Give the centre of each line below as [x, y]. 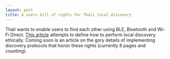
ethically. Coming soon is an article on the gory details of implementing [80, 40]
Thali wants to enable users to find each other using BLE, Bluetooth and [81, 29]
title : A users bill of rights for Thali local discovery [68, 15]
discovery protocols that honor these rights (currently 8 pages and [76, 45]
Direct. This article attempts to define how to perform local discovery [83, 35]
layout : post [19, 10]
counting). [16, 51]
